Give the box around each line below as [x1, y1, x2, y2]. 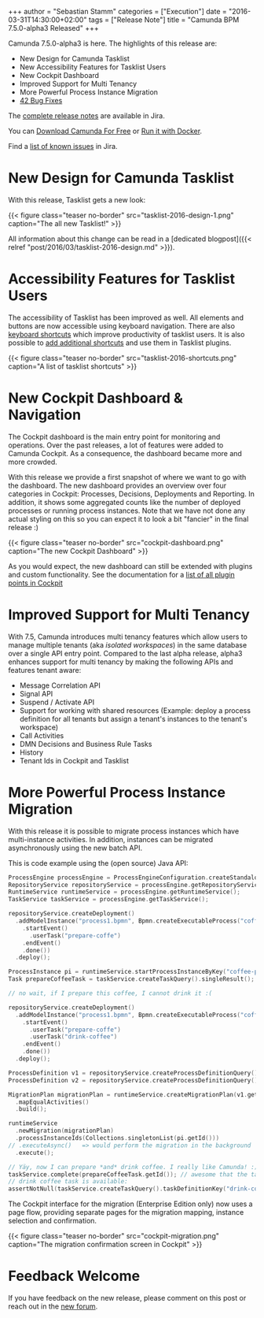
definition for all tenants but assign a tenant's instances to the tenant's [19, 714, 247, 723]
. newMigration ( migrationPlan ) [15, 1127, 114, 1135]
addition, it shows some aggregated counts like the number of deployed [8, 497, 241, 507]
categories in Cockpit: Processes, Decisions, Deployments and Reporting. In [8, 488, 255, 499]
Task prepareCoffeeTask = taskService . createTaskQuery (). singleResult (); [8, 975, 255, 983]
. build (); [15, 1105, 47, 1113]
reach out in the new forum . [8, 1301, 98, 1311]
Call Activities [19, 730, 64, 740]
